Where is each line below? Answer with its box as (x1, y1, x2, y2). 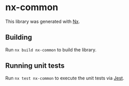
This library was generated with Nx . (5, 18, 80, 24)
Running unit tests (5, 62, 65, 70)
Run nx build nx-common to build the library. (5, 46, 97, 52)
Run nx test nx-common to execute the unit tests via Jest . (5, 75, 124, 81)
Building (5, 33, 32, 42)
